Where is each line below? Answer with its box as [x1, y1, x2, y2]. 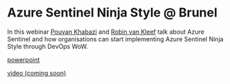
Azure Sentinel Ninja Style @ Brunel [7, 5, 218, 21]
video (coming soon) [7, 69, 67, 77]
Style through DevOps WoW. [7, 42, 89, 50]
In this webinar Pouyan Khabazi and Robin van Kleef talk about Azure [7, 28, 204, 36]
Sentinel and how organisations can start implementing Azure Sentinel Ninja [7, 34, 224, 43]
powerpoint [7, 55, 40, 63]
